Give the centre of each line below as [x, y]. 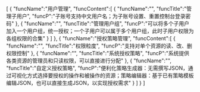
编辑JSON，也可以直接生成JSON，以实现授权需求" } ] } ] [76, 83]
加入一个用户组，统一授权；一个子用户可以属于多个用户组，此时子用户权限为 [100, 31]
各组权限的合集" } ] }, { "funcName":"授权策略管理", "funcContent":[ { [91, 38]
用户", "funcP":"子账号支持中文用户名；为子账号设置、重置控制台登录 [101, 16]
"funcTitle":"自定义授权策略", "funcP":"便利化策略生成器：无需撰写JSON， [97, 68]
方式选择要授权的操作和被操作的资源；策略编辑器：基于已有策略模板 [110, 75]
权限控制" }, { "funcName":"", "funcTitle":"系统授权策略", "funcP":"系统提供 [98, 53]
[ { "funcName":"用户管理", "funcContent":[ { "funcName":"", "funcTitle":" [96, 9]
